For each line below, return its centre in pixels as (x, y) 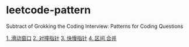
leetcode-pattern (48, 10)
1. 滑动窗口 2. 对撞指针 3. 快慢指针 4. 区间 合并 (61, 38)
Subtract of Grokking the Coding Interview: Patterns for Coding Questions (95, 26)
